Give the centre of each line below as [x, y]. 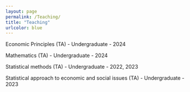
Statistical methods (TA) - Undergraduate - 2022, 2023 [72, 67]
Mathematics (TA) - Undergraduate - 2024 [57, 55]
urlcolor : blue [24, 28]
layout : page [21, 11]
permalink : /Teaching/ [33, 17]
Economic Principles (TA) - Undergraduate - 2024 [66, 44]
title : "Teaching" [28, 22]
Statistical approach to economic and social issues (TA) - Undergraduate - [95, 78]
